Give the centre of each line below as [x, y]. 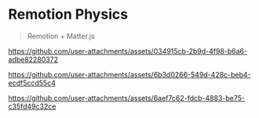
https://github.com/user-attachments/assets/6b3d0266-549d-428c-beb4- [129, 74]
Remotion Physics [68, 14]
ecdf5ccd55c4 [32, 83]
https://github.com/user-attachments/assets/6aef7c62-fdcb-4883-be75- [127, 98]
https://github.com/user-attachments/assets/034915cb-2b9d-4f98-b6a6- [128, 51]
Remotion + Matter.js [61, 36]
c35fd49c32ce [32, 106]
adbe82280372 [33, 59]
